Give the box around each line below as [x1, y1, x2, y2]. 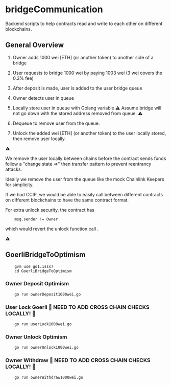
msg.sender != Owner [14, 216, 58, 222]
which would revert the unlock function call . [5, 225, 99, 232]
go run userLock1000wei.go [14, 322, 72, 327]
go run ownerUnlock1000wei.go [14, 345, 79, 350]
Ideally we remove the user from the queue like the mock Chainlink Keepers [5, 176, 164, 182]
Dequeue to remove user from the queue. [12, 120, 100, 126]
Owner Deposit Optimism [5, 280, 69, 287]
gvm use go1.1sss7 [14, 264, 54, 269]
